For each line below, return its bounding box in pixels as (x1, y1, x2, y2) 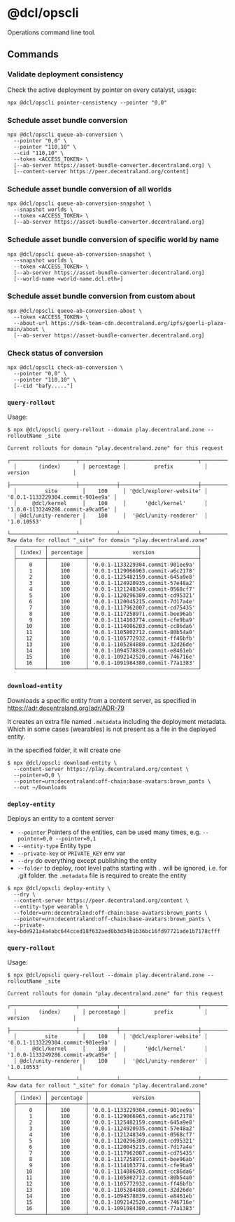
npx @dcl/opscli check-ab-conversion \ (7, 364, 124, 371)
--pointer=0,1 (55, 835, 97, 842)
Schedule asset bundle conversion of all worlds (7, 184, 172, 194)
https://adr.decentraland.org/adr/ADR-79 (7, 704, 124, 712)
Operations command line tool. (7, 28, 96, 36)
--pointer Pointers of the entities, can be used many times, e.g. (17, 828, 201, 836)
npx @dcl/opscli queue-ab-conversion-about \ (7, 307, 142, 314)
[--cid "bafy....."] (13, 382, 73, 390)
